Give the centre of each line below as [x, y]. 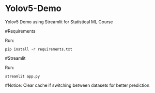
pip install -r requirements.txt [39, 49]
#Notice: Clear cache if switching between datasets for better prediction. [78, 85]
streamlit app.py [23, 76]
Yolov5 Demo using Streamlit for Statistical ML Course [59, 22]
